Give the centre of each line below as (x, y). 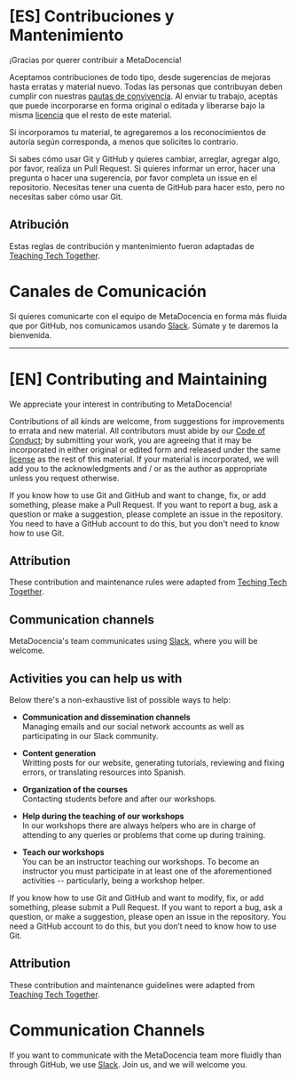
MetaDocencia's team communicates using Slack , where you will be (133, 641)
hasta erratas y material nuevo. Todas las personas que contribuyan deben (146, 86)
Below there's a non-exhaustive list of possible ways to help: (120, 700)
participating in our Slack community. (90, 737)
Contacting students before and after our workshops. (119, 799)
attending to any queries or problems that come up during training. (144, 835)
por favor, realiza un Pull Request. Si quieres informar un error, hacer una (142, 168)
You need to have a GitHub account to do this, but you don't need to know (145, 523)
